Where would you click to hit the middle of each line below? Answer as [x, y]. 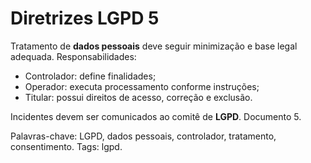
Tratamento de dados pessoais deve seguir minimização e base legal [154, 46]
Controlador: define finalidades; [90, 76]
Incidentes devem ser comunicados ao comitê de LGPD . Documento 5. [156, 116]
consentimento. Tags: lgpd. [66, 146]
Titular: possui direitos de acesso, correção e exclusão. [138, 97]
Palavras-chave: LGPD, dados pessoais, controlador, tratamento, [143, 136]
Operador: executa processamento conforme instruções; [142, 86]
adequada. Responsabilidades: [73, 56]
